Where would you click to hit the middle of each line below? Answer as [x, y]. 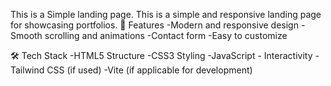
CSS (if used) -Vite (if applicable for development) [149, 70]
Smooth [26, 35]
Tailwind [27, 70]
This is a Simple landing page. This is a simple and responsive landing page [166, 14]
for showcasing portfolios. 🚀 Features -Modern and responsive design [154, 25]
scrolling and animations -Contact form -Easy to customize [166, 35]
